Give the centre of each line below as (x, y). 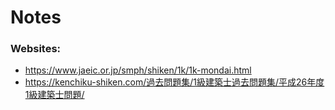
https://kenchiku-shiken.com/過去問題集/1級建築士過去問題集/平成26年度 (174, 82)
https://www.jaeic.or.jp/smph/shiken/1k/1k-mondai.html (138, 70)
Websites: (36, 49)
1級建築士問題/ (54, 95)
